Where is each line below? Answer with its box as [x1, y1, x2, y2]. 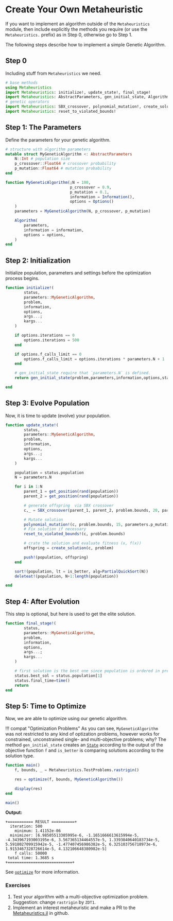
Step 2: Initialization [5, 256, 71, 265]
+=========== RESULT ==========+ [5, 820, 77, 825]
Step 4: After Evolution [5, 597, 80, 606]
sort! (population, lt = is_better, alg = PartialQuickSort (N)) [14, 569, 148, 574]
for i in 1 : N [14, 484, 43, 490]
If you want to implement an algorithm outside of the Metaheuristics [5, 21, 150, 27]
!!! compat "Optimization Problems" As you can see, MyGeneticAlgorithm [5, 725, 158, 732]
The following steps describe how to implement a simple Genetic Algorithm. [5, 41, 166, 47]
